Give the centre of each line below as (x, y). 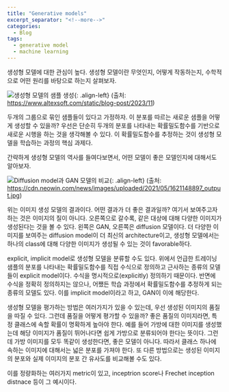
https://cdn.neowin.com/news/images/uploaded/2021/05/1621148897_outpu (114, 188)
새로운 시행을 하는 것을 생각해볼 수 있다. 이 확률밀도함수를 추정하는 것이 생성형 (111, 134)
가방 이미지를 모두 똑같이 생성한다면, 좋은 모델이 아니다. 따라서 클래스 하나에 (115, 341)
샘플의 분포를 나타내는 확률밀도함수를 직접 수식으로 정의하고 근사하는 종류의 (108, 267)
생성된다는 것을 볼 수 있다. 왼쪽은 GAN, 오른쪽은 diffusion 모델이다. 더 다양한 (109, 226)
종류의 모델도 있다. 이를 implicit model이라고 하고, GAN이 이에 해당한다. (103, 293)
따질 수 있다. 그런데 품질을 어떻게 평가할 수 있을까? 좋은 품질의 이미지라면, (112, 315)
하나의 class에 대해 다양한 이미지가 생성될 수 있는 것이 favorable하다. (99, 243)
